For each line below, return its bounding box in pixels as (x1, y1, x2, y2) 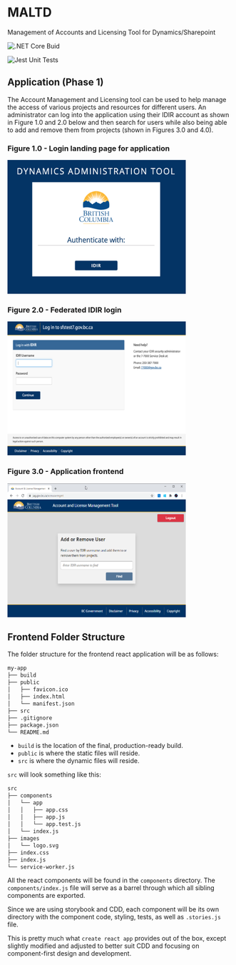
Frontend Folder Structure (7, 631, 125, 643)
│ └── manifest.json (7, 700, 75, 707)
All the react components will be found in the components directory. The (7, 876, 215, 885)
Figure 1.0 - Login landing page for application (7, 143, 170, 153)
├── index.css (7, 849, 50, 857)
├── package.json (7, 722, 59, 729)
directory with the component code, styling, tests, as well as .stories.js (7, 913, 221, 921)
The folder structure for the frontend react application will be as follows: (7, 650, 219, 659)
